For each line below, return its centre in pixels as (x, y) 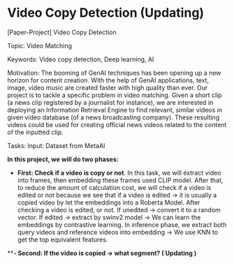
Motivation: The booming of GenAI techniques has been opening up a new (114, 73)
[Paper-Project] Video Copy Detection (62, 32)
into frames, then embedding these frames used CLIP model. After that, (120, 180)
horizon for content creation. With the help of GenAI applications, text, (108, 80)
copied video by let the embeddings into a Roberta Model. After (109, 202)
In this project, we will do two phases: (63, 159)
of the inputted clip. (36, 132)
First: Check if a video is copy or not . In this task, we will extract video (119, 173)
